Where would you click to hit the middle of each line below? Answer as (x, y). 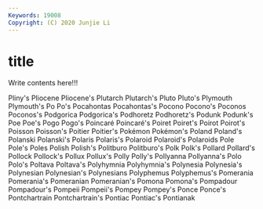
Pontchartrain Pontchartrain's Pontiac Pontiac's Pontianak (102, 198)
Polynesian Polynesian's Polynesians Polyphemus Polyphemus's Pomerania (131, 173)
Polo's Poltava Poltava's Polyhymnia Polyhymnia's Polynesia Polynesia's (125, 164)
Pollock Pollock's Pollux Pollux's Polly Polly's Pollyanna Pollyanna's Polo (125, 157)
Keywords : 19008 (35, 15)
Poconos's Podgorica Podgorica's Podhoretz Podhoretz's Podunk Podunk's (131, 115)
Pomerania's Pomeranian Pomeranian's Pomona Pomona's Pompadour (123, 182)
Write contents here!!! (43, 83)
